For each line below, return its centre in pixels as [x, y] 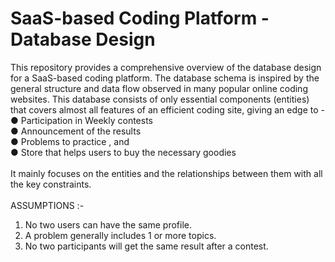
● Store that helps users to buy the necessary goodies [123, 152]
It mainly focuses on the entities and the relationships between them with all [166, 173]
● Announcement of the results [76, 131]
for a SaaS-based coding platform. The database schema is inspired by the [165, 78]
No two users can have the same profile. [108, 224]
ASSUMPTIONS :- [47, 205]
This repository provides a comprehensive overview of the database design [166, 67]
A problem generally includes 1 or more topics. [120, 235]
